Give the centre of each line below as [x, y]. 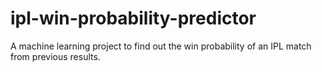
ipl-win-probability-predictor [133, 18]
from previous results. [55, 56]
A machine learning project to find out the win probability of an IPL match [161, 46]
